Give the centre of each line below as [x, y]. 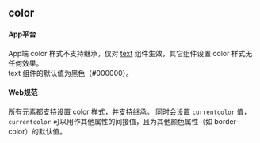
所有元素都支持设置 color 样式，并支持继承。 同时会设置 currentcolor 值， [130, 111]
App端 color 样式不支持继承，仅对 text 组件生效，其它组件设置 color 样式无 [130, 53]
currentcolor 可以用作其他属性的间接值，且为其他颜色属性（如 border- [124, 121]
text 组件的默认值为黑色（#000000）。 [71, 73]
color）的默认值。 [38, 131]
